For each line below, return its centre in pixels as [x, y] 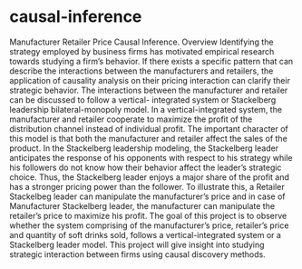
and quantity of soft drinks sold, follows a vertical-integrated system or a [145, 234]
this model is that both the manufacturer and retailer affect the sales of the [148, 138]
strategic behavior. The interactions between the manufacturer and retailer [149, 90]
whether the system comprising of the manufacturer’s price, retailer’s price [149, 225]
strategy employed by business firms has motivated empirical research [142, 51]
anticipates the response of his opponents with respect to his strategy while [151, 157]
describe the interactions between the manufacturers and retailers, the [141, 71]
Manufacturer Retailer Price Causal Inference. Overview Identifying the [141, 42]
